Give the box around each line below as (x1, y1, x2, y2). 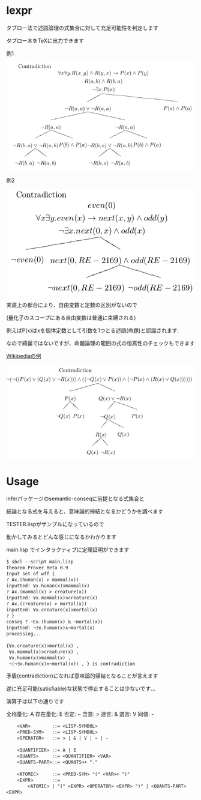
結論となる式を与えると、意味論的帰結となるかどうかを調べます (6, 508, 164, 515)
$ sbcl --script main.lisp (6, 559, 74, 565)
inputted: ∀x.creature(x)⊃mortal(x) (6, 607, 98, 613)
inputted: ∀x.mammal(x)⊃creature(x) (6, 595, 98, 601)
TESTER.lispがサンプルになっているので (6, 521, 104, 528)
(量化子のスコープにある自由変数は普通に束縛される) (6, 314, 136, 321)
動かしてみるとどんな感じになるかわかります (6, 533, 117, 541)
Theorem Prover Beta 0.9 (6, 565, 68, 571)
